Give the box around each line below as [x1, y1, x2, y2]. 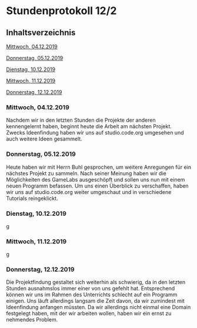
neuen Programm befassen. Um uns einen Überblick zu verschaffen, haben [6, 182, 189, 189]
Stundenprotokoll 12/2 [6, 4, 117, 18]
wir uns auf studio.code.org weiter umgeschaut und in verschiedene [6, 188, 172, 195]
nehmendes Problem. [6, 316, 58, 323]
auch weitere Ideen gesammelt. [6, 135, 82, 142]
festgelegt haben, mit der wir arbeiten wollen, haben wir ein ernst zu [6, 310, 172, 317]
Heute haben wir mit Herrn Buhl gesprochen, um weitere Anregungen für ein [6, 163, 192, 170]
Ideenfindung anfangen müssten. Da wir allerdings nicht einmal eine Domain [6, 304, 191, 311]
